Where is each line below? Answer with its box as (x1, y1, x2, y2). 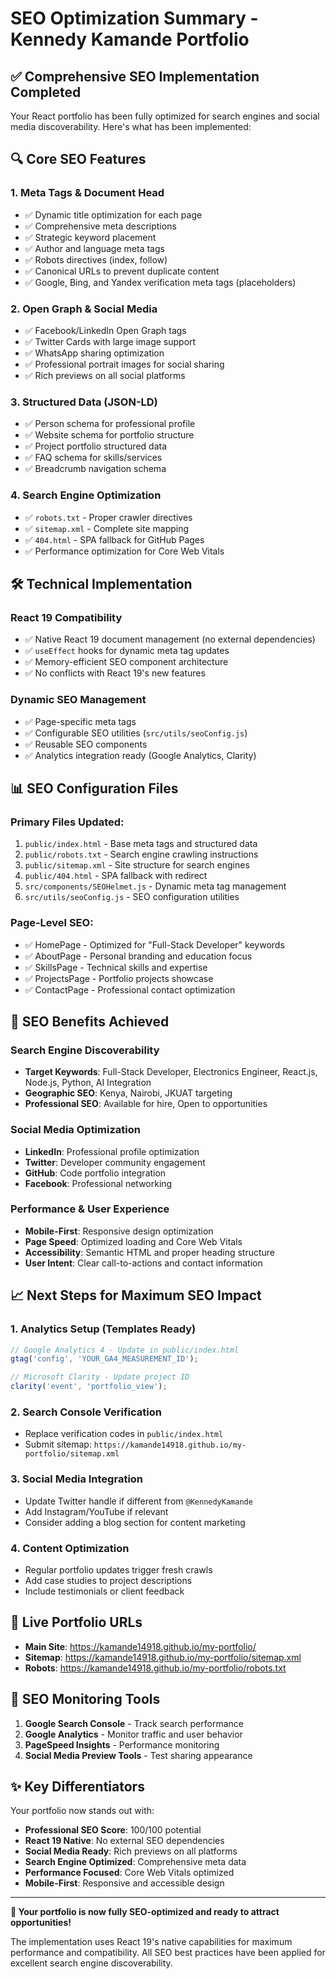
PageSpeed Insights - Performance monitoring (24, 1738, 220, 1751)
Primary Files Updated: (10, 815, 125, 829)
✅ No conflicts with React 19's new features (24, 667, 206, 679)
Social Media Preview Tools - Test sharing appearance (24, 1749, 253, 1761)
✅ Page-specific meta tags (24, 715, 137, 727)
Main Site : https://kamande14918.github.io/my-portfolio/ (24, 1640, 257, 1652)
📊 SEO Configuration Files (10, 780, 179, 797)
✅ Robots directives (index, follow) (24, 253, 168, 266)
